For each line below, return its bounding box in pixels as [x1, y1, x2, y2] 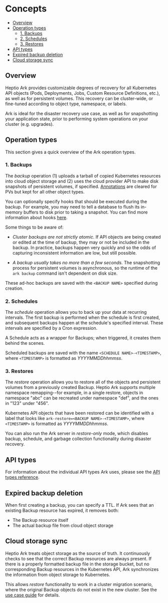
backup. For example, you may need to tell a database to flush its [5, 204, 140, 210]
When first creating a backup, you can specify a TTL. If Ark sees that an [5, 502, 154, 508]
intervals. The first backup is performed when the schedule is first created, [5, 314, 160, 321]
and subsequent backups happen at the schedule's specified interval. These [5, 320, 163, 326]
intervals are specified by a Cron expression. [5, 325, 98, 331]
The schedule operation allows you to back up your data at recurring [5, 309, 147, 315]
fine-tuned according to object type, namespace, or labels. [5, 101, 127, 107]
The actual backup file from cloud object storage [12, 522, 114, 529]
